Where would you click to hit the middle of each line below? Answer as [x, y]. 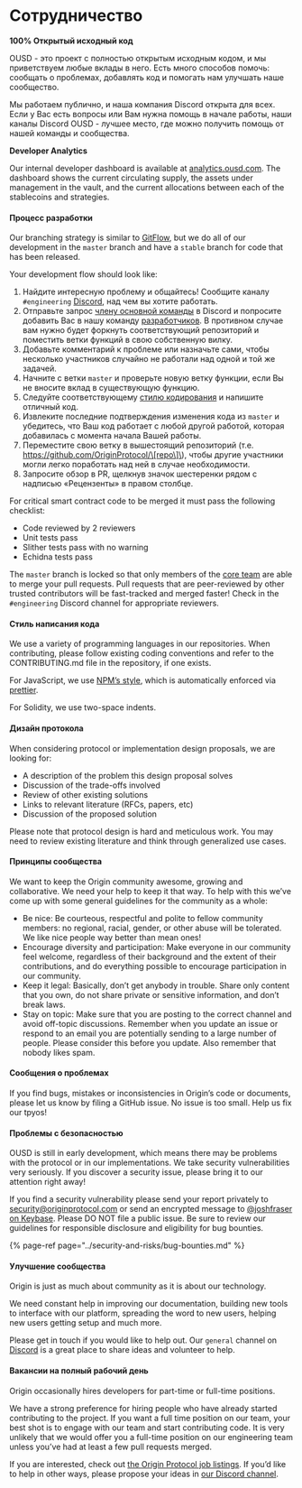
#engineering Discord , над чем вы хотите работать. [120, 301]
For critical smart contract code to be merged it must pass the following [142, 501]
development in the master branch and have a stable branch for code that [146, 247]
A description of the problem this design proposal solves [128, 775]
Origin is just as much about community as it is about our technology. [138, 1286]
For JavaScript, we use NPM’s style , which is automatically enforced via [143, 680]
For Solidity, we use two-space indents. [82, 707]
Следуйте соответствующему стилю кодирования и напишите [143, 397]
